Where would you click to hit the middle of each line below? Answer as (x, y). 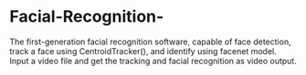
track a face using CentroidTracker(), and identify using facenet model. (143, 51)
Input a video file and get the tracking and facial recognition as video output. (153, 61)
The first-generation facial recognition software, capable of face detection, (150, 42)
